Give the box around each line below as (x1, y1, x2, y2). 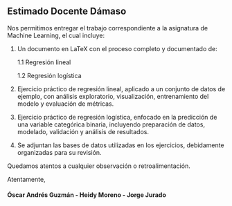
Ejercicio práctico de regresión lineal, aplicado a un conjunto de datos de (17, 84, 226, 93)
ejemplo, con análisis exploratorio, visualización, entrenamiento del (17, 92, 209, 100)
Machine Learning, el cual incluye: (7, 31, 105, 39)
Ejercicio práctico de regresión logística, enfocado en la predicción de (17, 113, 217, 121)
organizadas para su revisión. (17, 148, 102, 156)
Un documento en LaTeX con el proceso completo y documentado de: (17, 44, 217, 53)
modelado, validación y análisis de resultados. (17, 127, 149, 135)
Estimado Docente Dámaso (7, 6, 127, 17)
